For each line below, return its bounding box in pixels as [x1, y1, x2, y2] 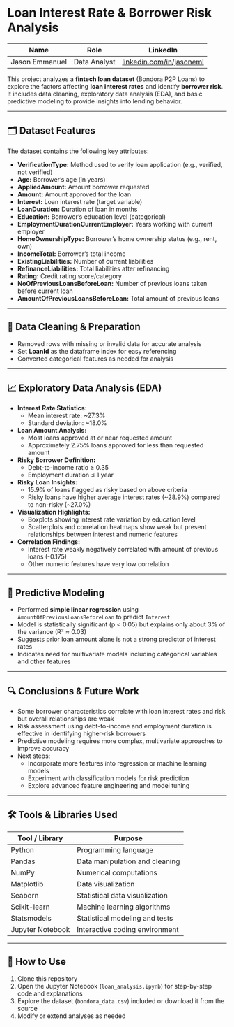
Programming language [76, 845, 154, 854]
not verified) [17, 168, 53, 176]
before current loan [17, 287, 73, 295]
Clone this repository [17, 974, 78, 983]
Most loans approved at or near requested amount [27, 433, 173, 442]
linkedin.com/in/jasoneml [121, 57, 204, 66]
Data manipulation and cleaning [76, 856, 180, 866]
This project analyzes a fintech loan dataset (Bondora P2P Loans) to [7, 75, 205, 83]
